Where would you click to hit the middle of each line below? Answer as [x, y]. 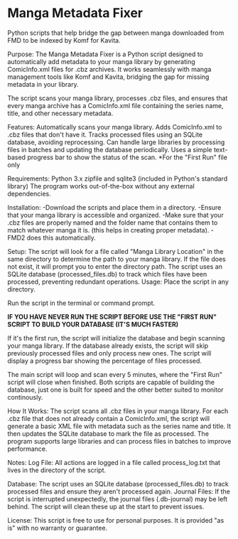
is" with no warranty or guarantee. [58, 528]
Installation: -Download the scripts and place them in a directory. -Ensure [114, 207]
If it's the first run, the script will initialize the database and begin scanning [116, 338]
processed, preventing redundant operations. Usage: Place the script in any [118, 282]
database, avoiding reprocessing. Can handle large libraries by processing [116, 142]
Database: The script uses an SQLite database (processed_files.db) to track [118, 484]
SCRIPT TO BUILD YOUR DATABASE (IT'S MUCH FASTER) [93, 324]
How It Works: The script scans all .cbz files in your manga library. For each [118, 411]
